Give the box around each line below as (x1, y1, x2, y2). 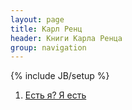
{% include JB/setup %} (10, 70, 110, 82)
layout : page (10, 14, 65, 25)
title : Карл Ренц (10, 24, 83, 34)
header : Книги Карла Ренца (10, 33, 123, 43)
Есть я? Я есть (24, 89, 87, 101)
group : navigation (10, 42, 87, 53)
